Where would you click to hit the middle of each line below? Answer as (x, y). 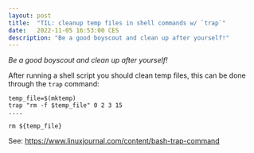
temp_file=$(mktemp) (43, 99)
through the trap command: (54, 84)
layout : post (30, 15)
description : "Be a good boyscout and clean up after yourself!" (119, 38)
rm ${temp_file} (35, 126)
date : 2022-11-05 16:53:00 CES (64, 30)
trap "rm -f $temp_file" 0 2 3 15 (66, 105)
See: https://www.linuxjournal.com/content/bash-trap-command (114, 141)
